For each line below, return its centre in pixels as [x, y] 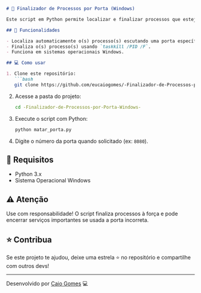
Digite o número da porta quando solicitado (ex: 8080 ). [81, 141]
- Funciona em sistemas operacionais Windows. [65, 52]
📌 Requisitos [30, 159]
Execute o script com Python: [51, 118]
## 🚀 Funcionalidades [33, 30]
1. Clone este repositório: [41, 74]
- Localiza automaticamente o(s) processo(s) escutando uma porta [91, 41]
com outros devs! [28, 265]
